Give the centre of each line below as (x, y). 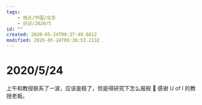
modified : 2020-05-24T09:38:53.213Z (53, 40)
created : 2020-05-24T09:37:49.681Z (52, 35)
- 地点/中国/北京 (37, 18)
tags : (13, 12)
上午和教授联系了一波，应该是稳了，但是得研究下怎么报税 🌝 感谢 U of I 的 (99, 88)
